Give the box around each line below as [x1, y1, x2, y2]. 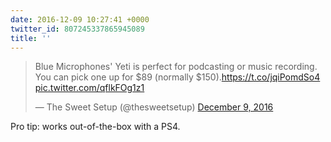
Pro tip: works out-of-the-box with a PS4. [10, 121, 181, 133]
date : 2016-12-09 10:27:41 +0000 [10, 14, 150, 25]
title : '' [10, 33, 52, 43]
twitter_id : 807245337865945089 [10, 24, 145, 34]
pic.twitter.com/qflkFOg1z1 [34, 82, 145, 94]
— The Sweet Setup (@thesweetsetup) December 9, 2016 [34, 101, 274, 113]
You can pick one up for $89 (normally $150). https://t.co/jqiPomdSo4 [34, 71, 321, 83]
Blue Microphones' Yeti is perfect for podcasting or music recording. [34, 61, 318, 73]
